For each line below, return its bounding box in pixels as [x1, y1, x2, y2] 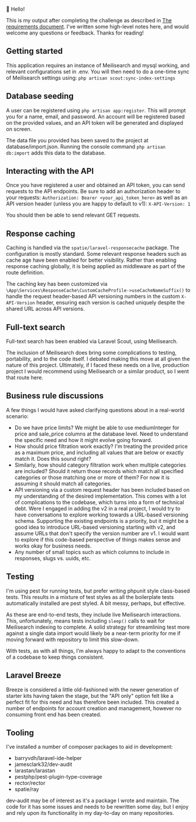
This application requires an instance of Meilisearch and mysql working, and [6, 61, 190, 68]
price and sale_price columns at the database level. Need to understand [14, 430, 188, 437]
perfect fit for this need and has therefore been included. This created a [6, 698, 180, 705]
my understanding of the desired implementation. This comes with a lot [14, 492, 187, 499]
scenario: [6, 413, 29, 420]
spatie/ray [14, 786, 39, 793]
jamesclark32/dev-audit [14, 761, 73, 768]
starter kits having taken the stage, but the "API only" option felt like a [6, 692, 174, 699]
